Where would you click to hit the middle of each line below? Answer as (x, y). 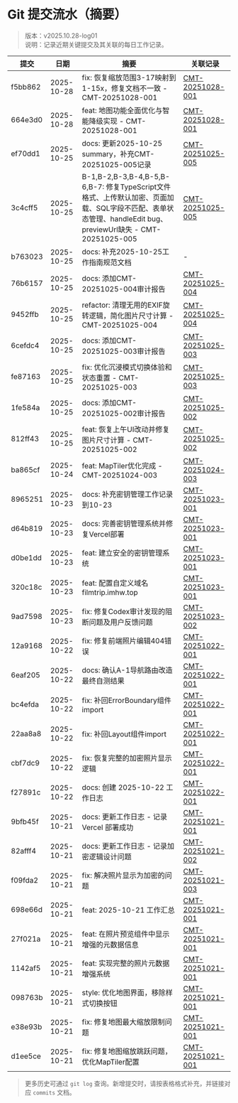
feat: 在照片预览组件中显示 (126, 934)
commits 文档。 (54, 1092)
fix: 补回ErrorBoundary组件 (126, 700)
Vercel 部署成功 (108, 827)
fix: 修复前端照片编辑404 (123, 640)
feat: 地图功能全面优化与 (122, 110)
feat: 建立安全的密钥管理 (122, 553)
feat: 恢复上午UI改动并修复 (126, 429)
